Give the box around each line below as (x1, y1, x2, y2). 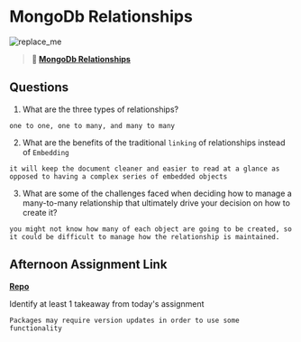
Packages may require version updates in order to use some (9, 316, 241, 325)
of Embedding (22, 146, 69, 157)
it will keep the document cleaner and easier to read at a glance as (9, 164, 280, 173)
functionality (9, 323, 63, 333)
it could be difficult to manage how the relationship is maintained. (9, 232, 280, 241)
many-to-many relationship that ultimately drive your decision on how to (22, 197, 291, 208)
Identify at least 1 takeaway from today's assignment (9, 298, 205, 309)
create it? (22, 207, 58, 217)
